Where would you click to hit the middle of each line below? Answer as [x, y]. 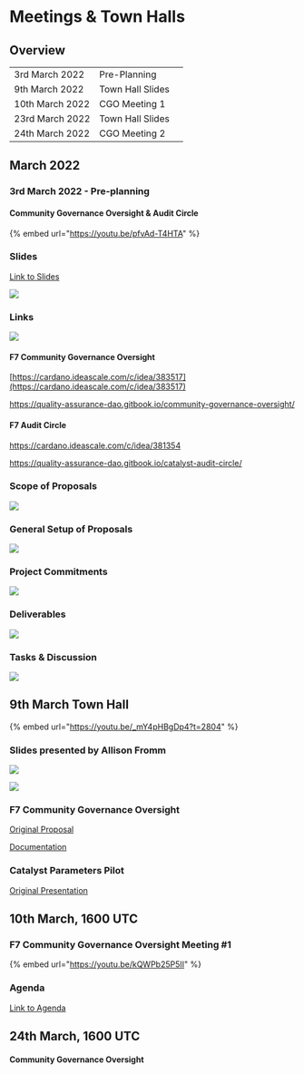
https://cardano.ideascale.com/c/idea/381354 [95, 445]
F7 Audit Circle [38, 425]
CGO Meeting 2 [132, 133]
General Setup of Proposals [71, 529]
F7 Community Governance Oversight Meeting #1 [120, 945]
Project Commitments [59, 571]
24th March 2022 [52, 133]
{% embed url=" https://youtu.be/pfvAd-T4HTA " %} [105, 233]
